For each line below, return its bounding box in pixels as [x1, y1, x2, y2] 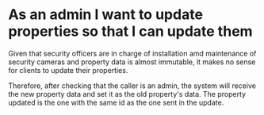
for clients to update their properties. [8, 65, 128, 75]
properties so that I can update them [8, 22, 253, 40]
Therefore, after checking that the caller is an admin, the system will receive [8, 81, 256, 90]
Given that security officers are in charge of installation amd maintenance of [8, 48, 257, 58]
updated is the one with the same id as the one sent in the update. [8, 98, 224, 107]
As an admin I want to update [8, 6, 204, 24]
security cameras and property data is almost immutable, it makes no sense [8, 57, 256, 67]
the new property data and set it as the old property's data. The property [8, 89, 247, 98]
